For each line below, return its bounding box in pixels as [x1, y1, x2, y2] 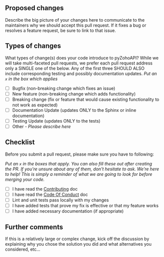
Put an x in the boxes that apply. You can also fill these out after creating [5, 161, 153, 166]
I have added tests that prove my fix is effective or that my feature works [12, 203, 159, 208]
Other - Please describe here [12, 123, 71, 129]
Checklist [5, 138, 35, 147]
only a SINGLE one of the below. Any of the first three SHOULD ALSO [5, 65, 145, 71]
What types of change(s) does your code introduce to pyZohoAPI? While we [5, 55, 159, 61]
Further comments [5, 223, 63, 231]
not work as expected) [12, 102, 58, 108]
